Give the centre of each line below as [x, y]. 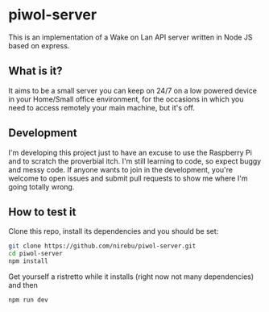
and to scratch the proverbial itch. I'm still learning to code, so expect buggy [135, 161]
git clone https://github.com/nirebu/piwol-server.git [102, 246]
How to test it [42, 212]
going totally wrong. [41, 186]
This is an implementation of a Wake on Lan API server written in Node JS [130, 37]
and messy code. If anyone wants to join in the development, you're [121, 169]
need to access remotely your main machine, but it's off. [102, 107]
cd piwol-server [35, 254]
